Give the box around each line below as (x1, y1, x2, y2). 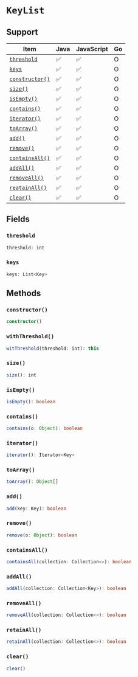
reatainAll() (9, 184, 47, 191)
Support (6, 27, 38, 37)
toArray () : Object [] (6, 479, 59, 485)
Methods (6, 288, 41, 299)
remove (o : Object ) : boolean (6, 532, 78, 538)
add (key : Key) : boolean (6, 505, 67, 512)
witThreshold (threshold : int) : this (6, 345, 99, 352)
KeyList (6, 5, 45, 16)
